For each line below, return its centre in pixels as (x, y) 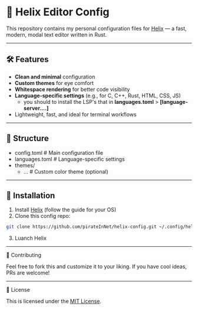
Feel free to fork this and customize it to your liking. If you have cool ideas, (97, 267)
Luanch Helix (31, 238)
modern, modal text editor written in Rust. (57, 34)
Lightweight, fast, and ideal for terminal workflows (75, 114)
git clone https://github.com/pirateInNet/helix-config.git (82, 227)
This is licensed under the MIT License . (54, 301)
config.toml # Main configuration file (59, 152)
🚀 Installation (31, 195)
